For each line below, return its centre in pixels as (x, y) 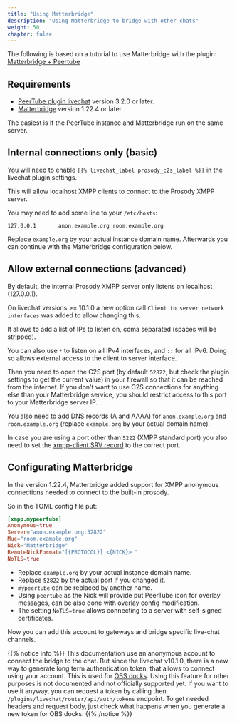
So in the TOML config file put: (52, 506)
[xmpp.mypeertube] (35, 519)
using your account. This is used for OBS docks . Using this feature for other (118, 675)
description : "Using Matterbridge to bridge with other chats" (103, 21)
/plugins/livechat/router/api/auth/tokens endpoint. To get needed (108, 698)
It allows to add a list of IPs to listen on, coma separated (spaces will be (112, 329)
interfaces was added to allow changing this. (74, 315)
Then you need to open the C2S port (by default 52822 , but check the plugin (118, 372)
